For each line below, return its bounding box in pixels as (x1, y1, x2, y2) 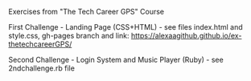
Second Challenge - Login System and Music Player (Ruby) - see (8, 55, 224, 64)
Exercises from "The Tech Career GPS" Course (8, 7, 165, 16)
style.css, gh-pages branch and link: (8, 31, 130, 40)
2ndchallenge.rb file (8, 63, 75, 73)
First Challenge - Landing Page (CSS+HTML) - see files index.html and (8, 22, 243, 31)
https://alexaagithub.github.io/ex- (131, 31, 242, 40)
